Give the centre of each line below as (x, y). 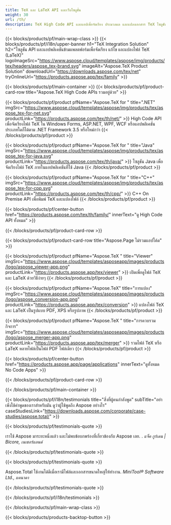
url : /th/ (16, 19)
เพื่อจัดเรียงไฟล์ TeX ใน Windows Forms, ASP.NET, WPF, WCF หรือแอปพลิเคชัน (80, 124)
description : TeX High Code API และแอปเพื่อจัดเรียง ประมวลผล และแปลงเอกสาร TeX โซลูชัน (86, 24)
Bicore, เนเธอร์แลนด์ (24, 442)
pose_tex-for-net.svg (27, 113)
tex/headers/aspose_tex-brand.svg (42, 66)
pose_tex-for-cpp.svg (28, 188)
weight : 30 (17, 15)
